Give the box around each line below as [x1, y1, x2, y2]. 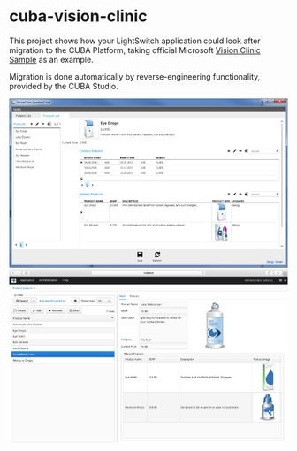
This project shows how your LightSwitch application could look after [9, 35, 261, 46]
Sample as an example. [9, 54, 95, 65]
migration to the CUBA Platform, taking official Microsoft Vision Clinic [9, 44, 261, 55]
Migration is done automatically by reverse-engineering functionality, [9, 71, 261, 81]
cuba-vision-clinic [9, 6, 148, 27]
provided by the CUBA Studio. [9, 80, 118, 91]
